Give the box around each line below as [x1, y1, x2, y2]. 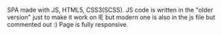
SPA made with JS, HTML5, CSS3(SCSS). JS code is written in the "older [7, 6, 213, 14]
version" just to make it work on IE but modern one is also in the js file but [7, 13, 215, 21]
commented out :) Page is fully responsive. [7, 21, 129, 28]
